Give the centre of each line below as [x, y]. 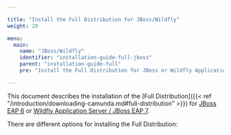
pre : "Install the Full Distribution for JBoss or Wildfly [106, 70]
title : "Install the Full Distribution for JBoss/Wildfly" [93, 19]
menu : [15, 39]
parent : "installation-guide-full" [70, 64]
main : [21, 45]
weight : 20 [23, 26]
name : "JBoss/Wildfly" [52, 51]
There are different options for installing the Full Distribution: [92, 124]
